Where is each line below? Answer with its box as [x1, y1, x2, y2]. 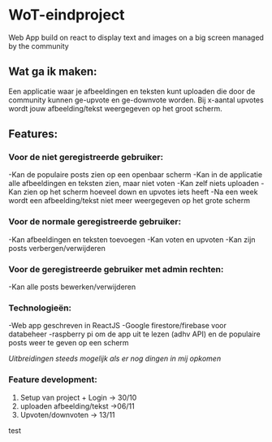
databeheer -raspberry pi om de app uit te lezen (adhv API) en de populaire [8, 329, 261, 339]
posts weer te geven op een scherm [8, 338, 129, 348]
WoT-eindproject [8, 6, 125, 24]
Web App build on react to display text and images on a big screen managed [8, 32, 264, 42]
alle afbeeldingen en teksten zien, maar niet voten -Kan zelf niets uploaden [8, 179, 260, 188]
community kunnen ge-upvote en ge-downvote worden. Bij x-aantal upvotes [8, 95, 264, 105]
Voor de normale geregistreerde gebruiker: [8, 216, 181, 227]
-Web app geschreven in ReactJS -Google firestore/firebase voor [8, 321, 227, 331]
